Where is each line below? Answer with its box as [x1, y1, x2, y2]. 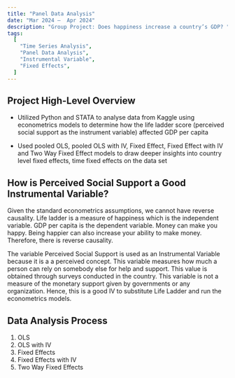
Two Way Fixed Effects [17, 363, 84, 371]
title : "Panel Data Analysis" [7, 10, 96, 17]
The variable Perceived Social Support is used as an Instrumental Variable [7, 250, 220, 258]
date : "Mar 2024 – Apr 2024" [7, 17, 96, 24]
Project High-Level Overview [7, 94, 136, 106]
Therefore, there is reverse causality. [7, 236, 113, 245]
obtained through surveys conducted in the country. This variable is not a [7, 272, 219, 281]
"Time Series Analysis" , [20, 43, 92, 50]
